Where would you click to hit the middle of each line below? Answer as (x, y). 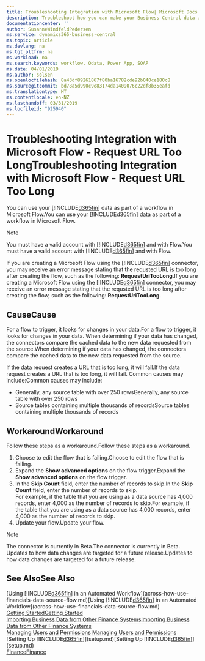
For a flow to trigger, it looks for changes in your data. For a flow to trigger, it (102, 330)
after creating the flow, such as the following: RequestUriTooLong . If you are (102, 276)
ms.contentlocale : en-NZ (38, 97)
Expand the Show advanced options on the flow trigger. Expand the (100, 471)
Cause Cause (31, 315)
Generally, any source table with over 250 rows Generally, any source (102, 392)
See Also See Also (41, 579)
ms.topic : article (30, 40)
